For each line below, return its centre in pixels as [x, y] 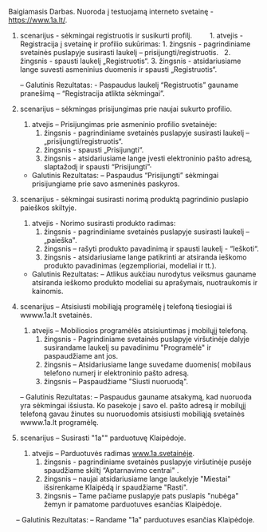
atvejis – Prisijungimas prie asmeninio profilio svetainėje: [124, 124]
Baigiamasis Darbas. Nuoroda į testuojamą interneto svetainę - [111, 12]
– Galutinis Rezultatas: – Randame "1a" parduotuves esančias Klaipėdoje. [135, 520]
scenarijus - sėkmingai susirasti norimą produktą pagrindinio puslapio [134, 199]
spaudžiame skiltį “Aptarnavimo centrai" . [111, 470]
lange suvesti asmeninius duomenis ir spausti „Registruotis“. [118, 69]
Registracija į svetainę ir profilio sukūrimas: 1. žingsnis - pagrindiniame [135, 44]
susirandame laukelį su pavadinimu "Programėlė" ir [128, 347]
